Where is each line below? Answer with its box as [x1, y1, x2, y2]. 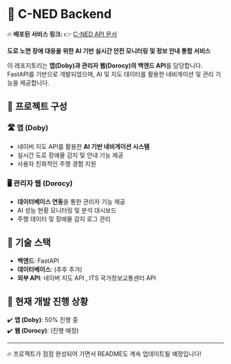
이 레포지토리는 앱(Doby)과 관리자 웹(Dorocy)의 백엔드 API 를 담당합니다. [7, 61, 203, 70]
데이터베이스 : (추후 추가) [16, 265, 82, 273]
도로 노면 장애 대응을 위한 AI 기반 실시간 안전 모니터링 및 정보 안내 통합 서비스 [7, 46, 211, 54]
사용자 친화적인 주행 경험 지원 [16, 159, 96, 168]
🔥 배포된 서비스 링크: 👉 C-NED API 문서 [7, 30, 118, 38]
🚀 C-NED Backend [7, 6, 112, 22]
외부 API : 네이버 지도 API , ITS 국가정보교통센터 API [16, 274, 156, 282]
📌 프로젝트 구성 [7, 101, 67, 112]
